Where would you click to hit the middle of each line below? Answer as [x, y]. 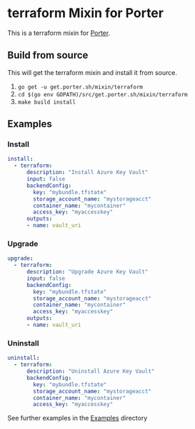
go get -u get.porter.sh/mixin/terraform [80, 87]
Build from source [48, 55]
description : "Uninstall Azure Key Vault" [90, 372]
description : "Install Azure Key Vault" [87, 173]
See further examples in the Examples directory [77, 418]
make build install [47, 102]
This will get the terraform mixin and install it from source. [92, 72]
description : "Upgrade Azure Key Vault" [87, 272]
